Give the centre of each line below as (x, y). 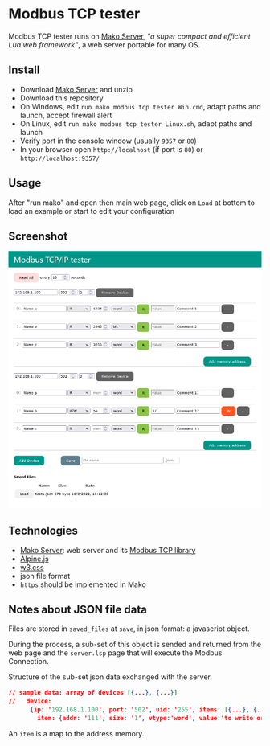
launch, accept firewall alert (66, 115)
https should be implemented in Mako (83, 584)
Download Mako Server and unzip (76, 89)
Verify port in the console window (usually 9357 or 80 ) (108, 141)
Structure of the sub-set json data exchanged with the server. (110, 677)
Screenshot (38, 236)
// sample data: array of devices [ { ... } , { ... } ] (93, 693)
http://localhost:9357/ (60, 158)
